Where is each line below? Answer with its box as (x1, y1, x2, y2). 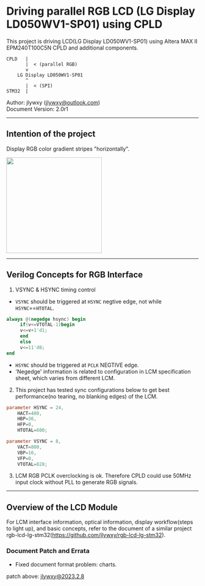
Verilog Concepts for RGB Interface (6, 269, 143, 280)
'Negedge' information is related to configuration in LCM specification (15, 367, 191, 375)
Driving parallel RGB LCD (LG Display (6, 4, 195, 18)
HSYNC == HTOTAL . (15, 304, 55, 312)
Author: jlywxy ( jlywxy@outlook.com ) (6, 99, 101, 106)
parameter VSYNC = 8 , (6, 438, 62, 445)
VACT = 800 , (17, 444, 43, 450)
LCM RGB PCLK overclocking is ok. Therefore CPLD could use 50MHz (15, 472, 192, 479)
